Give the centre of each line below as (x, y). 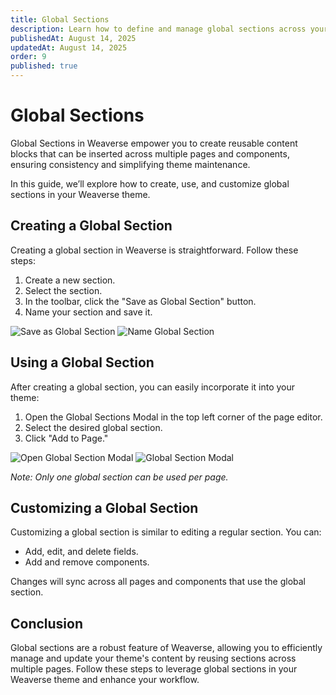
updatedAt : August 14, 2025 (69, 47)
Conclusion (47, 623)
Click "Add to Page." (66, 438)
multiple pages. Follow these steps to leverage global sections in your (154, 669)
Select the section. (63, 290)
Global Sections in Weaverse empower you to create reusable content (154, 143)
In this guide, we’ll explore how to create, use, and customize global (150, 183)
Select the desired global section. (93, 427)
